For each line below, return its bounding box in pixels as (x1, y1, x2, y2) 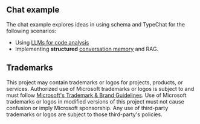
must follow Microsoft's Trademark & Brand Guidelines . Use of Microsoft (6, 91, 187, 99)
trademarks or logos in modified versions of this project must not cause (6, 98, 184, 105)
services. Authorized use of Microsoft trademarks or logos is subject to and (6, 85, 195, 92)
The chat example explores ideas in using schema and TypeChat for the (6, 20, 185, 28)
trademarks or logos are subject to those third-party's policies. (6, 111, 163, 118)
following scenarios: (6, 27, 57, 34)
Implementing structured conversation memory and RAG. (15, 45, 159, 52)
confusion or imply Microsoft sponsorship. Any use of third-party (6, 104, 169, 111)
